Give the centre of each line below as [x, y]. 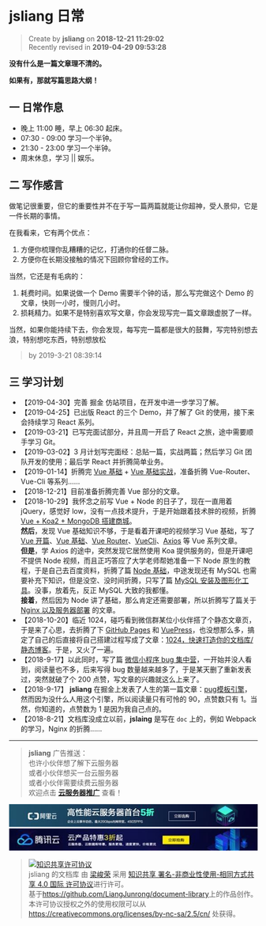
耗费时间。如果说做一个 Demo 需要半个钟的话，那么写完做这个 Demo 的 [137, 293]
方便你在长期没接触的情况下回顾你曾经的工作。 [96, 259]
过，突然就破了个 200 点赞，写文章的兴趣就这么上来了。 [112, 679]
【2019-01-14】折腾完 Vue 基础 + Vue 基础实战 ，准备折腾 [114, 472]
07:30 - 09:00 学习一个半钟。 [68, 138]
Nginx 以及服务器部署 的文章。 [70, 610]
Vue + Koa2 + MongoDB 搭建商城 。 [78, 521]
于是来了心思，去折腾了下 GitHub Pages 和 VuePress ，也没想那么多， [134, 630]
